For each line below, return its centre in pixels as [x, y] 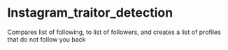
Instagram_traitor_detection [90, 13]
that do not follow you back [47, 39]
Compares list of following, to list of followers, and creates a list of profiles [114, 32]
